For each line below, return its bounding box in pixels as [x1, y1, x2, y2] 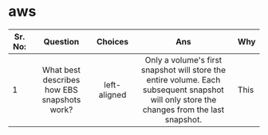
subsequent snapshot [142, 84, 225, 95]
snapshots [41, 94, 81, 105]
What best [42, 64, 81, 75]
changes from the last [142, 104, 225, 115]
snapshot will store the [140, 64, 226, 75]
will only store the [150, 94, 217, 105]
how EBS [45, 84, 78, 95]
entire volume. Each [146, 74, 221, 85]
